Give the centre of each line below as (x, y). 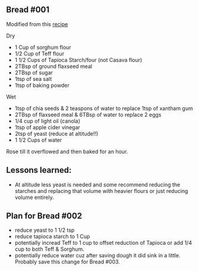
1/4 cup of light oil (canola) (48, 121)
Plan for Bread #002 (44, 216)
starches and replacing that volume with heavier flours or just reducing (101, 191)
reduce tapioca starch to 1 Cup (52, 236)
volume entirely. (34, 197)
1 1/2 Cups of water (38, 140)
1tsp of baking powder (42, 85)
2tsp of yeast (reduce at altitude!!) (56, 133)
